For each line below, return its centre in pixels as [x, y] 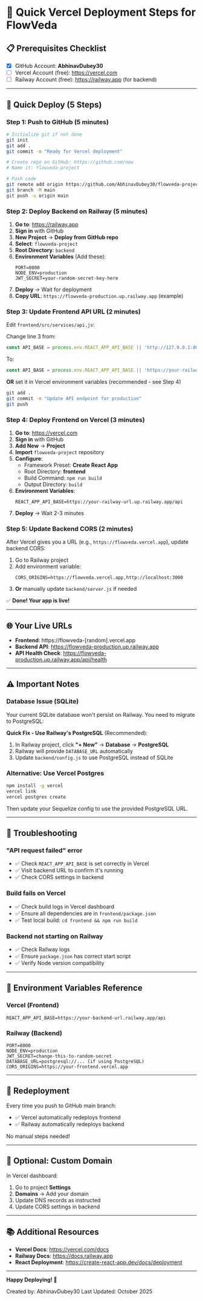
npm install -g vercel [35, 786]
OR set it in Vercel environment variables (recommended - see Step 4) [94, 381]
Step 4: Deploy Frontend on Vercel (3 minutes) [76, 420]
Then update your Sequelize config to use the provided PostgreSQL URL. [97, 808]
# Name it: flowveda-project [43, 168]
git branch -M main [31, 190]
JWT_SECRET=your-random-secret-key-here [66, 278]
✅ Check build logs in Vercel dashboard [65, 906]
